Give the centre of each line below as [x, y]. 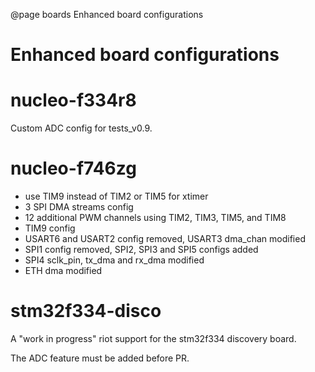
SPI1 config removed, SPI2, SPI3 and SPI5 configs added [141, 250]
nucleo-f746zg [73, 168]
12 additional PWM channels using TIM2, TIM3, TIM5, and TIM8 [155, 218]
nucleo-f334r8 [73, 100]
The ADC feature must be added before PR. [100, 358]
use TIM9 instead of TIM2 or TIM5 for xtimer [116, 196]
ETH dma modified [63, 271]
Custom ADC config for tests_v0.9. [81, 128]
